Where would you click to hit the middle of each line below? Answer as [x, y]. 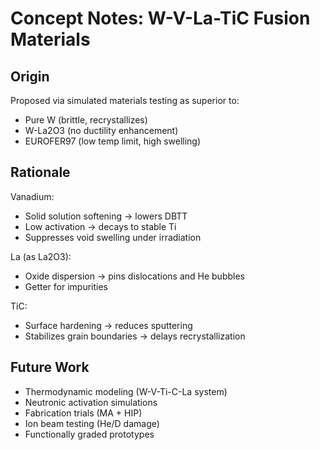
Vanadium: [32, 196]
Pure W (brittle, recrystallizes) [86, 120]
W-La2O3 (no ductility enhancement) [101, 130]
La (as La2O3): [41, 256]
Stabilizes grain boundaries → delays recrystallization [135, 336]
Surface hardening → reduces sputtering [108, 325]
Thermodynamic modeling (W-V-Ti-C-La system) [126, 391]
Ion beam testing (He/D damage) [92, 423]
